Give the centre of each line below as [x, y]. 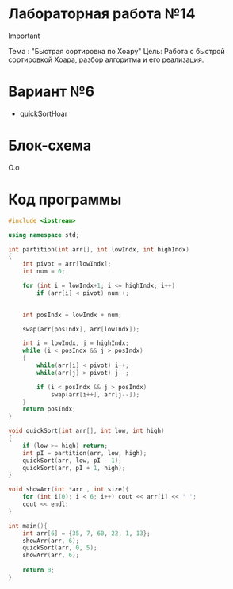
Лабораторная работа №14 [102, 14]
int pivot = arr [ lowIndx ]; [67, 264]
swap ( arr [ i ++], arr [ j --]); [95, 394]
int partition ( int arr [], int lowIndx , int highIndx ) [99, 249]
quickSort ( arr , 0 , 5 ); [60, 548]
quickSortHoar [44, 113]
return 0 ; [39, 570]
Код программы [65, 200]
